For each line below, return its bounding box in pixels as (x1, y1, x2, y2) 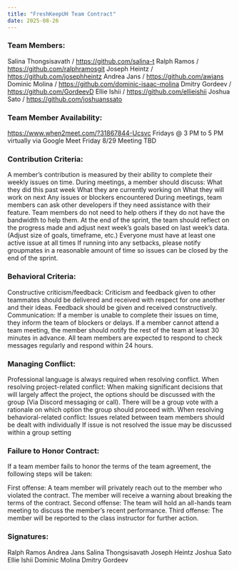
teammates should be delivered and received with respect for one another (7, 295, 225, 304)
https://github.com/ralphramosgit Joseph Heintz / (7, 64, 153, 73)
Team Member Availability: (7, 112, 103, 122)
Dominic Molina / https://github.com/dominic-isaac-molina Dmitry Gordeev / (7, 79, 232, 88)
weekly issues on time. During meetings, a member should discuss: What (7, 178, 223, 186)
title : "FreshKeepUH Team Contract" (7, 10, 116, 18)
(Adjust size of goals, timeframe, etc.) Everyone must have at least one (7, 231, 216, 240)
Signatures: (7, 532, 49, 542)
